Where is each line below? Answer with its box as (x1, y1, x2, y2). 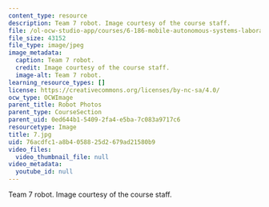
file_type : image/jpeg (8, 42, 84, 50)
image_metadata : (8, 49, 62, 57)
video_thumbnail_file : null (15, 153, 110, 161)
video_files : (8, 145, 52, 153)
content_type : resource (8, 11, 88, 20)
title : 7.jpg (8, 130, 52, 138)
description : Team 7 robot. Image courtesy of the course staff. (8, 19, 231, 27)
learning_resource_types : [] (8, 78, 106, 86)
